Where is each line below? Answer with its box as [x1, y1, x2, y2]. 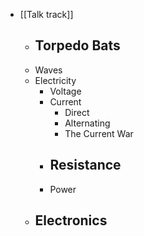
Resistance [49, 157, 122, 174]
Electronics [34, 212, 108, 229]
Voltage [49, 85, 82, 97]
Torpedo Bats [34, 37, 121, 54]
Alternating [64, 117, 111, 129]
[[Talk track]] [19, 9, 74, 20]
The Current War [64, 127, 134, 139]
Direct [64, 106, 90, 118]
